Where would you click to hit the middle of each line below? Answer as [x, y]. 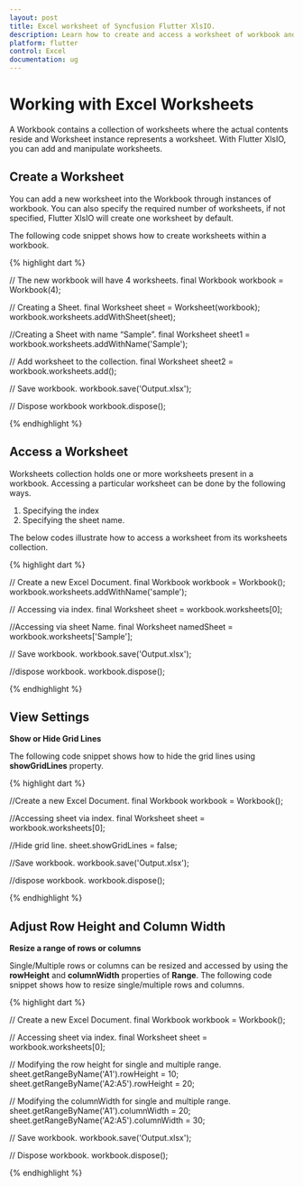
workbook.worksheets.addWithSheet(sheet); [92, 316]
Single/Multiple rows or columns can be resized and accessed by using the [149, 966]
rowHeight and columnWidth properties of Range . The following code [141, 976]
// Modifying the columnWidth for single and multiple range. [120, 1101]
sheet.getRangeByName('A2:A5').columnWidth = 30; [107, 1120]
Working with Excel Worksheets [132, 104]
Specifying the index [60, 510]
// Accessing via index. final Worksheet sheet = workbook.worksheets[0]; [146, 609]
